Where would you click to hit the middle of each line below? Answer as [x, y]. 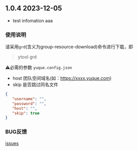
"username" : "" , [29, 99]
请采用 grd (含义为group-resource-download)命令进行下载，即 [69, 47]
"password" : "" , [29, 104]
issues [12, 143]
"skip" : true [26, 113]
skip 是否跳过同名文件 [35, 85]
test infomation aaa [33, 20]
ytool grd [27, 57]
